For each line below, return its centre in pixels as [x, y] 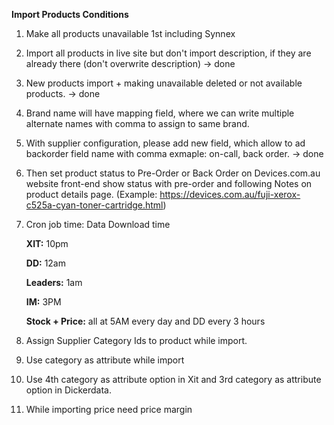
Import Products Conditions [70, 14]
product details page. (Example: [91, 194]
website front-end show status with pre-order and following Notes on [169, 183]
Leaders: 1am [54, 282]
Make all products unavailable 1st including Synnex [130, 33]
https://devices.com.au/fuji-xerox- [230, 194]
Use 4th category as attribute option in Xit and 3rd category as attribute [173, 379]
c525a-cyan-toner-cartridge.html [94, 205]
